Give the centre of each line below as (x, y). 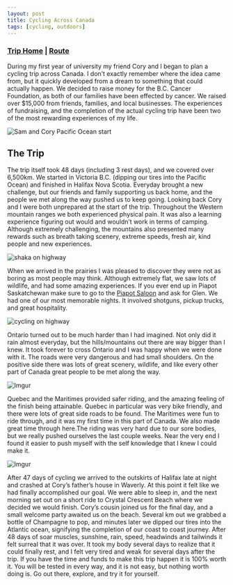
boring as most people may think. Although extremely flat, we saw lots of (112, 279)
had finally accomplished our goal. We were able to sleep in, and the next (112, 492)
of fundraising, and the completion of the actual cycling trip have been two (114, 110)
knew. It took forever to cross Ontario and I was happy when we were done (115, 350)
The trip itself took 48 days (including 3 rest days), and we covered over (111, 170)
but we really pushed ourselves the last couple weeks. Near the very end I (113, 436)
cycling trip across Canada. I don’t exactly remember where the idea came (114, 73)
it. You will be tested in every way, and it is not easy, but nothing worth (108, 567)
